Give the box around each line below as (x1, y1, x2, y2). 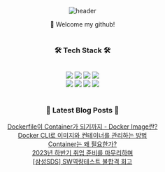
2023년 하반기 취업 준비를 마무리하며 (31, 148, 134, 157)
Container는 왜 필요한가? (48, 140, 117, 148)
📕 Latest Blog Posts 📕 (45, 106, 120, 115)
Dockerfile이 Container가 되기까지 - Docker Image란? (7, 122, 158, 131)
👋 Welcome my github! (50, 20, 115, 28)
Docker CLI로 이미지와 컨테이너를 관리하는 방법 (17, 131, 148, 139)
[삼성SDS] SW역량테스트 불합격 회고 (32, 157, 133, 166)
